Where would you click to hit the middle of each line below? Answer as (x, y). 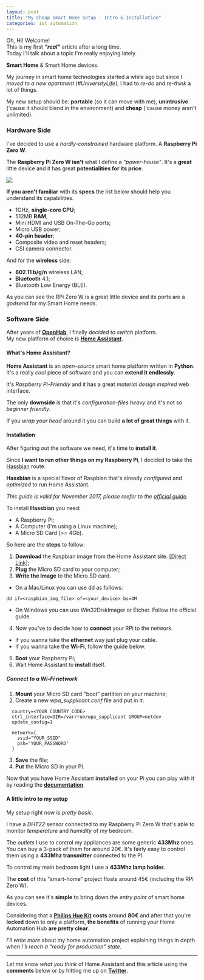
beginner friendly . (29, 409)
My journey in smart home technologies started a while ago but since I (94, 77)
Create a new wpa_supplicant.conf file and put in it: (80, 700)
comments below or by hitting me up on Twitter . (67, 970)
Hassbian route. (26, 466)
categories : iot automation (42, 23)
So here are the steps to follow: (46, 545)
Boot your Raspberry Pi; (45, 658)
